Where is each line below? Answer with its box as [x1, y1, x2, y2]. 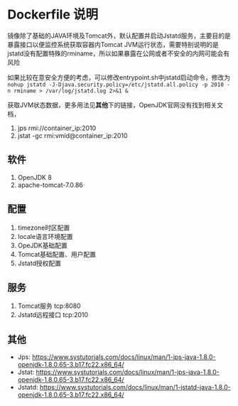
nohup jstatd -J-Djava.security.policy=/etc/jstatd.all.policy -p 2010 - [7, 81, 231, 88]
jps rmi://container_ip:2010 [17, 124, 97, 132]
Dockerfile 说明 [7, 6, 98, 23]
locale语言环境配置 [17, 232, 73, 240]
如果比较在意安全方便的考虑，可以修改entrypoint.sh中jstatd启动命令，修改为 [7, 73, 231, 82]
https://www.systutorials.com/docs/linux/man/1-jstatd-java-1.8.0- [39, 383, 231, 392]
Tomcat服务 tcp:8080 [17, 301, 81, 310]
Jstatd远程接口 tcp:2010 [17, 311, 89, 319]
